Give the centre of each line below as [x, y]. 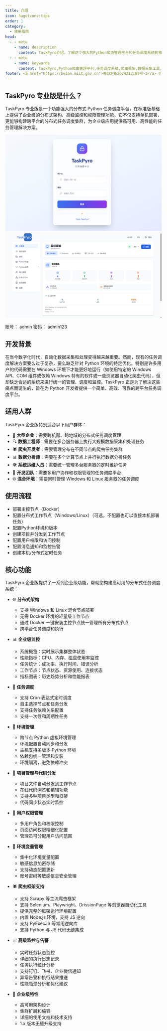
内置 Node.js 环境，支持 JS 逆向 [52, 917]
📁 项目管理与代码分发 [34, 773]
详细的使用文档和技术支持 [46, 1018]
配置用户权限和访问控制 [36, 540]
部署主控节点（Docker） [37, 509]
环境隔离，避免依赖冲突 [44, 762]
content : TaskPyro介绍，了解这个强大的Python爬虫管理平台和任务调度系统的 [88, 52]
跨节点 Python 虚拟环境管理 [48, 737]
